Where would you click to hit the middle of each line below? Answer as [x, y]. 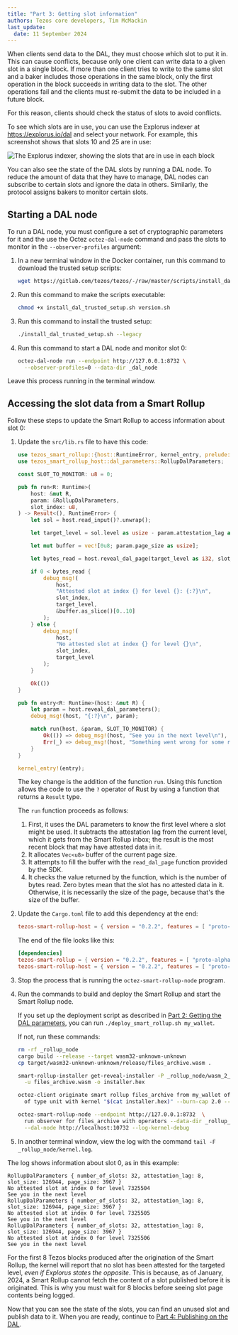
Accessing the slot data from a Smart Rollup [106, 403]
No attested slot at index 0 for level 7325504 [79, 1188]
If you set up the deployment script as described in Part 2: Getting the [119, 1015]
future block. [26, 100]
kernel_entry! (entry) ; [51, 768]
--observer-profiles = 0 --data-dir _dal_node [91, 368]
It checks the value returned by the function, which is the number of [127, 877]
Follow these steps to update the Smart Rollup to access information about [116, 421]
